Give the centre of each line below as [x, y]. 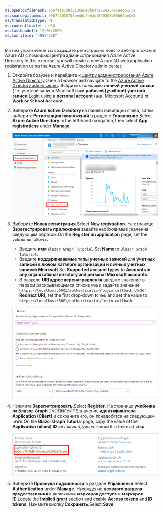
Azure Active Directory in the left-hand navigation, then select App [80, 121]
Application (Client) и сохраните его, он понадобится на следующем [83, 416]
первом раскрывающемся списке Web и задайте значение [79, 285]
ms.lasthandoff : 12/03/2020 [33, 31]
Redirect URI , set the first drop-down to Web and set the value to [83, 295]
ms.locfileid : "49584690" [31, 36]
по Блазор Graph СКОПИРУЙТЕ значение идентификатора [74, 411]
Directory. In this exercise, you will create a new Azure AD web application [79, 60]
